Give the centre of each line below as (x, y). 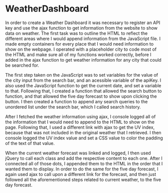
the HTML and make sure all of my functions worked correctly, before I (78, 54)
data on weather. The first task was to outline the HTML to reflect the (76, 33)
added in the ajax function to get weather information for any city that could (83, 60)
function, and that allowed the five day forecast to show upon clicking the (81, 96)
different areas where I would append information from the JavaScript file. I (83, 39)
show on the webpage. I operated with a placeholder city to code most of (81, 49)
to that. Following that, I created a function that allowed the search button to (83, 91)
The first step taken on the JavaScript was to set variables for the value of (82, 75)
